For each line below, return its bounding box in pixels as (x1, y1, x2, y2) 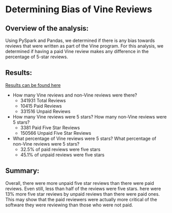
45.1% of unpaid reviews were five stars (20, 152, 105, 158)
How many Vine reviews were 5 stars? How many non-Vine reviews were (12, 113, 167, 120)
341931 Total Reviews (20, 97, 66, 103)
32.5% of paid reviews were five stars (20, 146, 101, 152)
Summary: (5, 167, 39, 175)
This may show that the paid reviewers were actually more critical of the (5, 196, 157, 202)
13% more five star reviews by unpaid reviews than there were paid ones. (5, 191, 160, 197)
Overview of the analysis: (5, 24, 89, 33)
